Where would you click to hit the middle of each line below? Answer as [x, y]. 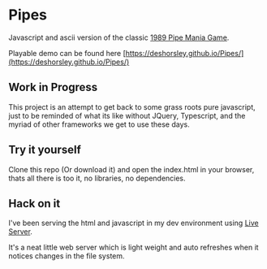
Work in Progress [53, 87]
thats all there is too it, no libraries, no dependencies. [97, 178]
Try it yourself [45, 150]
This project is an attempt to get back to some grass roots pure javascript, [132, 106]
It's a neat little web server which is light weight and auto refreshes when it [133, 247]
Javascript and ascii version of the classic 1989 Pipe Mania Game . [119, 37]
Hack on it [34, 204]
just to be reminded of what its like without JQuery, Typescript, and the [127, 115]
